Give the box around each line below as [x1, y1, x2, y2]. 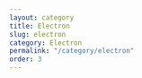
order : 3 [9, 55, 42, 64]
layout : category [9, 13, 75, 22]
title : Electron [9, 22, 70, 30]
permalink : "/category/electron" [9, 47, 135, 56]
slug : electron [9, 30, 67, 39]
